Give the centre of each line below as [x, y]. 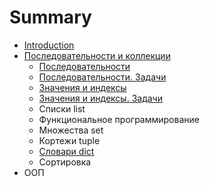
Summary [50, 17]
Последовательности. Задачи [102, 77]
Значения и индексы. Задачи [100, 98]
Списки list [62, 108]
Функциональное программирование [119, 119]
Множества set [71, 130]
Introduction [49, 45]
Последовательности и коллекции [97, 55]
